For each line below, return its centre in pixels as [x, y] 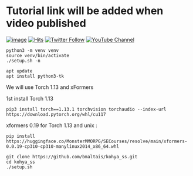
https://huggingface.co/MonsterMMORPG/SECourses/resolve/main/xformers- [97, 141]
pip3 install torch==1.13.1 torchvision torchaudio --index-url [86, 109]
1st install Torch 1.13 [30, 98]
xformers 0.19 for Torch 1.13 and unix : [52, 125]
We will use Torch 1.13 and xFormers [50, 87]
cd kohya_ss [21, 162]
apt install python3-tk [35, 76]
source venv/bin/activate [38, 55]
